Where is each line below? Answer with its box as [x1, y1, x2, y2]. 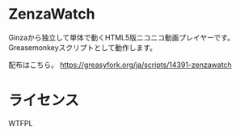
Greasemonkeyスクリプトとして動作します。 [8, 42, 158, 53]
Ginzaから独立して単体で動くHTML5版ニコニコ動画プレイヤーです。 [8, 32, 234, 42]
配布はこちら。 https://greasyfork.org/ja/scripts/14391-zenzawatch [8, 60, 232, 70]
